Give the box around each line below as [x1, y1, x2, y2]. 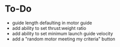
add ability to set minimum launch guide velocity [12, 30, 113, 36]
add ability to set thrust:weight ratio [12, 25, 87, 31]
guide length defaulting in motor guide [12, 20, 92, 26]
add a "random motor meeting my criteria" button [12, 36, 115, 42]
